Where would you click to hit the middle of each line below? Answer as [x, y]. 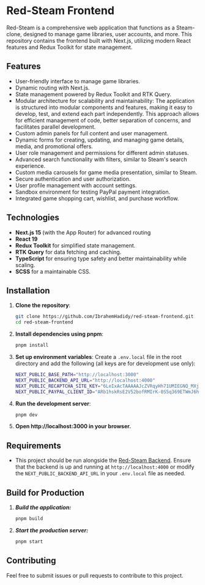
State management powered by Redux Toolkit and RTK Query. [93, 94]
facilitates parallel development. [55, 127]
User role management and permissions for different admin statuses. [102, 153]
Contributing [31, 561]
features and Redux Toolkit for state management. [69, 47]
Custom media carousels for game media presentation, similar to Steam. [106, 172]
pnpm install [32, 345]
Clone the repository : [43, 305]
